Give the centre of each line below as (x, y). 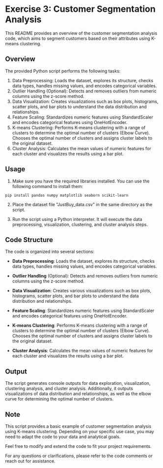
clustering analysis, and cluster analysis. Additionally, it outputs (69, 389)
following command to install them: (48, 186)
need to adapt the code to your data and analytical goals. (63, 437)
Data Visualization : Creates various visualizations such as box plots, (82, 291)
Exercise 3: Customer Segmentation (80, 9)
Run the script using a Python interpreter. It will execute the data (77, 219)
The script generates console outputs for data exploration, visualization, (78, 383)
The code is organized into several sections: (50, 251)
